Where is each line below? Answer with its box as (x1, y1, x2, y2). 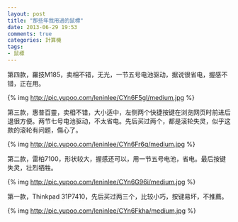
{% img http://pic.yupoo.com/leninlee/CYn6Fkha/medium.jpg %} (7, 206, 196, 215)
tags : (7, 43, 23, 50)
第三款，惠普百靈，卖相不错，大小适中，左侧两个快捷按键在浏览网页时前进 (7, 108, 225, 116)
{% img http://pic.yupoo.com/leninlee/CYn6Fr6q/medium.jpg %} (7, 140, 196, 148)
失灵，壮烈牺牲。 (7, 163, 57, 172)
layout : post (7, 10, 46, 18)
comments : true (7, 30, 52, 38)
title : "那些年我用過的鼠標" (7, 17, 84, 24)
